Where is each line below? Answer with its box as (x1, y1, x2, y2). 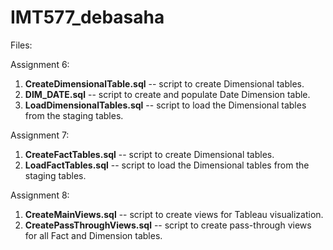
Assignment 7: (10, 129, 70, 141)
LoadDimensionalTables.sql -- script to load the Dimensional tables (24, 99, 307, 111)
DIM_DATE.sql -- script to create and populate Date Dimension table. (24, 88, 311, 100)
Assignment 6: (10, 58, 70, 70)
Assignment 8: (10, 189, 70, 201)
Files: (10, 39, 33, 51)
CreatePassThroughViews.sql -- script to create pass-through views (24, 219, 312, 231)
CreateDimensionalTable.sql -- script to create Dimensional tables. (24, 77, 305, 90)
